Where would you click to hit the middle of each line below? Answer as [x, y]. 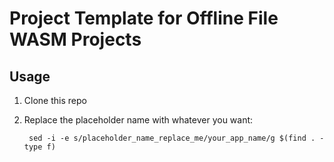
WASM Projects [75, 39]
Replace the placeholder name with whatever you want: [138, 120]
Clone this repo [55, 100]
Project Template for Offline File [144, 18]
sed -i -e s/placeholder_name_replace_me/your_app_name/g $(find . [172, 138]
